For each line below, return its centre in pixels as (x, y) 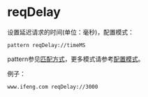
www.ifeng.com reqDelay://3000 (53, 87)
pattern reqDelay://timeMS (46, 45)
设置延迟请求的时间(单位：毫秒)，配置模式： (71, 32)
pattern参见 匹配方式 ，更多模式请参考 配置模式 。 (76, 59)
